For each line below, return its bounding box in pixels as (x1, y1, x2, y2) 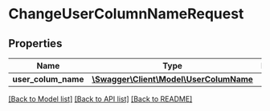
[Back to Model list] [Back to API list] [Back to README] (8, 94, 193, 104)
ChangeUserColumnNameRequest (8, 5, 244, 23)
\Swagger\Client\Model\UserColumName (92, 73, 253, 85)
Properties (8, 37, 63, 50)
